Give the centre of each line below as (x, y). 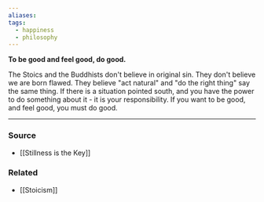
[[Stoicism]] (38, 189)
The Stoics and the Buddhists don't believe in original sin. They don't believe (132, 74)
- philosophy (37, 37)
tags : (17, 23)
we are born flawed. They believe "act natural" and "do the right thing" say (129, 83)
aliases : (22, 15)
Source (22, 135)
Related (23, 173)
